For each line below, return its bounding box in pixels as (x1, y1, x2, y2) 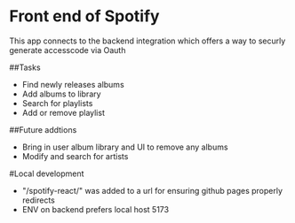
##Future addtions (9, 124, 77, 135)
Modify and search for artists (21, 150, 129, 161)
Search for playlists (21, 97, 93, 108)
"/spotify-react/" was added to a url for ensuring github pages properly (21, 185, 283, 196)
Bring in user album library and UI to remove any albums (21, 142, 228, 152)
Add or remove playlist (21, 107, 105, 118)
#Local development (9, 168, 84, 179)
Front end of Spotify (9, 6, 160, 27)
